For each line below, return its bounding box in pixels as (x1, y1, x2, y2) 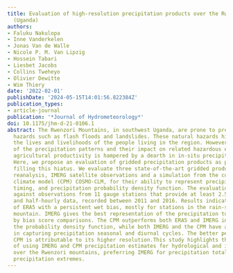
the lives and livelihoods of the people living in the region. (13, 140, 203, 147)
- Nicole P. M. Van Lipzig (7, 49, 85, 56)
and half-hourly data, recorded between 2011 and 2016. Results (13, 197, 203, 205)
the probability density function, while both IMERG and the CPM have (13, 223, 222, 230)
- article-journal (7, 107, 60, 114)
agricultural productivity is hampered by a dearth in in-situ (13, 152, 200, 160)
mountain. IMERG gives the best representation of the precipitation (13, 210, 218, 217)
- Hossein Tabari (7, 56, 58, 63)
